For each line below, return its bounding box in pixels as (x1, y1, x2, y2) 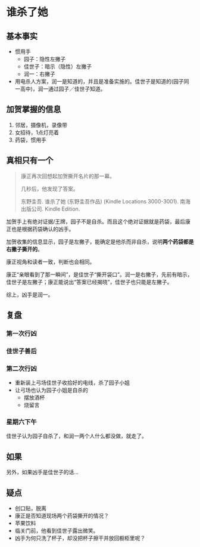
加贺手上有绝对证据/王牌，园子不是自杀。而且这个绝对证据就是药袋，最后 (6, 218, 186, 225)
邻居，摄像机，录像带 (14, 121, 67, 128)
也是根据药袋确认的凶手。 (11, 225, 74, 233)
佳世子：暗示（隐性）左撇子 (23, 63, 92, 70)
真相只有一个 (6, 156, 54, 166)
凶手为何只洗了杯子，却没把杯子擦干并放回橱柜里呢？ (14, 534, 146, 542)
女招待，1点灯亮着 (14, 129, 60, 136)
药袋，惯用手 (14, 136, 46, 143)
